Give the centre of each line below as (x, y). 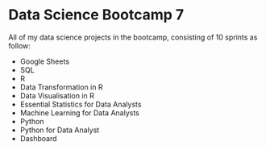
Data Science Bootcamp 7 (96, 15)
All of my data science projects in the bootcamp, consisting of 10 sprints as (133, 37)
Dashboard (39, 138)
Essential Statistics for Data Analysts (81, 104)
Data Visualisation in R (57, 95)
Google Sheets (45, 61)
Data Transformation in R (61, 87)
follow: (19, 45)
